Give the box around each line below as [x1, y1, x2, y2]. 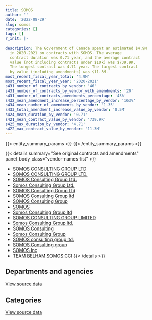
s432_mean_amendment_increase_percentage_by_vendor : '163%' [5, 98, 136, 103]
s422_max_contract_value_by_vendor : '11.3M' [5, 126, 102, 131]
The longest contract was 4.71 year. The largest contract [10, 64, 138, 70]
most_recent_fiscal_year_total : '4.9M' [5, 74, 90, 79]
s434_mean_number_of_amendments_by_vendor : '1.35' [5, 103, 115, 108]
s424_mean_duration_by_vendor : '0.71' [5, 112, 88, 118]
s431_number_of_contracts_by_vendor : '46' [5, 83, 97, 88]
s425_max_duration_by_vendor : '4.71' [5, 121, 86, 127]
